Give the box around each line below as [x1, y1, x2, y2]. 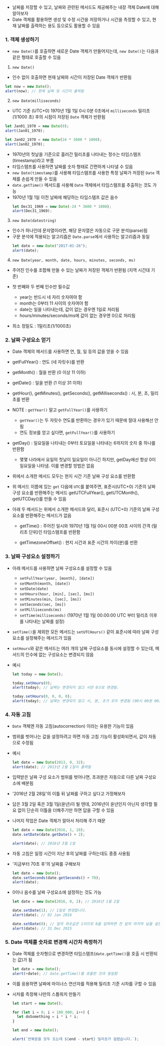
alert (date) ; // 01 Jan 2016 [12, 913, 72, 918]
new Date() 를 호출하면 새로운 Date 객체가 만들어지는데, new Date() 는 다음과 [12, 48, 159, 54]
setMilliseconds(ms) [19, 607, 62, 612]
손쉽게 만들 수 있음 [21, 176, 57, 182]
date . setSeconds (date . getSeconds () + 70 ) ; [12, 875, 101, 880]
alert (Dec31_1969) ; [12, 208, 53, 214]
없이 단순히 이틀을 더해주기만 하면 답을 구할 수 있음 [17, 807, 114, 813]
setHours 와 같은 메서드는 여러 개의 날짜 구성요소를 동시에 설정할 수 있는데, [12, 645, 155, 651]
